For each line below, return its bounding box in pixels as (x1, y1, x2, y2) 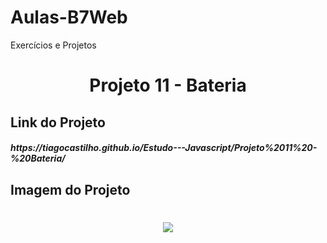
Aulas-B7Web (10, 6, 128, 29)
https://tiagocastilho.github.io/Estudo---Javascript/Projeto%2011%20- (10, 142, 318, 154)
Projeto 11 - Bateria (89, 74, 247, 97)
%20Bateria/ (10, 152, 66, 165)
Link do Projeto (10, 114, 106, 131)
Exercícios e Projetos (10, 39, 97, 51)
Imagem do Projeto (10, 181, 131, 198)
